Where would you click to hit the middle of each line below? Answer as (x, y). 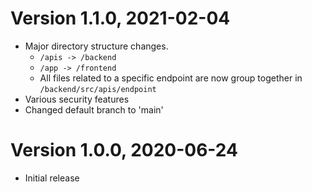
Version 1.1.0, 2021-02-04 (120, 18)
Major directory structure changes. (96, 46)
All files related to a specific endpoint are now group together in (171, 78)
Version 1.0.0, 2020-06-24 (124, 150)
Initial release (52, 178)
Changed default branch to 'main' (94, 109)
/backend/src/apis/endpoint (98, 89)
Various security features (77, 99)
